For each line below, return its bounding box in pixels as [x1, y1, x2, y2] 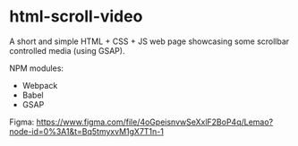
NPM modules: [9, 63, 64, 73]
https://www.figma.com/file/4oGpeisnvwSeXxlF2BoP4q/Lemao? [36, 116, 274, 127]
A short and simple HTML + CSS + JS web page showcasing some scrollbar [9, 36, 290, 47]
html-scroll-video [9, 6, 143, 27]
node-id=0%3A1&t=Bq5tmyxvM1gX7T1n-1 [9, 125, 164, 136]
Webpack [21, 80, 58, 90]
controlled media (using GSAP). [9, 45, 125, 56]
